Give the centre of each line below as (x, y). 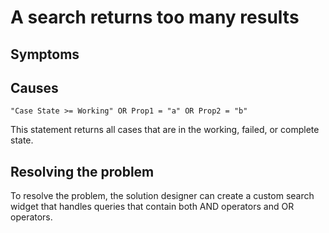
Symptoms (45, 54)
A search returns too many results (155, 17)
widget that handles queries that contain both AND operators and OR (152, 207)
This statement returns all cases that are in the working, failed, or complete (165, 130)
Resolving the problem (82, 171)
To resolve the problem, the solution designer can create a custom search (162, 196)
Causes (34, 87)
